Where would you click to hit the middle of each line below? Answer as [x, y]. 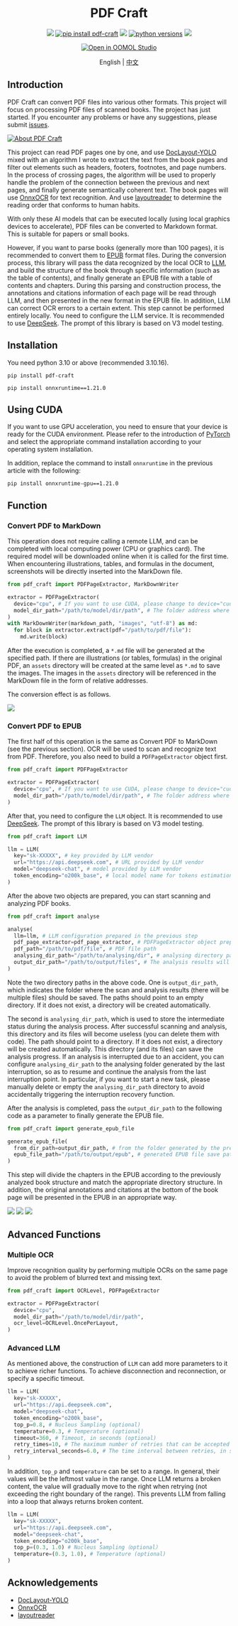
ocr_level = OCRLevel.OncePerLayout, [66, 1323]
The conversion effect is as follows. [59, 695]
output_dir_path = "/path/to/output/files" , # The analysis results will [122, 963]
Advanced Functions [54, 1234]
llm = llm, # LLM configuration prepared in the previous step [106, 936]
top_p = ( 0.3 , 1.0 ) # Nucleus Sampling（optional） [87, 1548]
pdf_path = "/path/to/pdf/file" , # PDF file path [85, 949]
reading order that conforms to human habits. [74, 205]
